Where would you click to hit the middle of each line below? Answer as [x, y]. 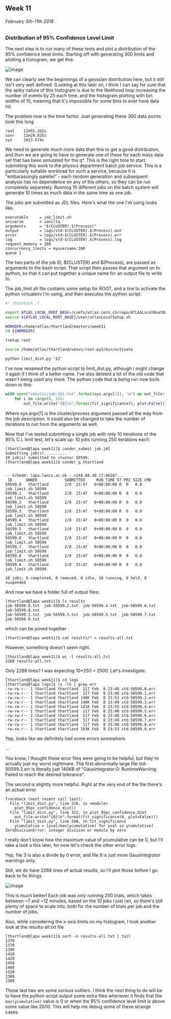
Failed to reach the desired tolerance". [45, 774]
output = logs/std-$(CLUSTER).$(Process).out [64, 231]
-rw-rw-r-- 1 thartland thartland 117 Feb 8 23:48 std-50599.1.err [81, 693]
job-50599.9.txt [22, 619]
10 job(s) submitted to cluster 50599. [48, 458]
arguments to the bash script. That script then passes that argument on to [83, 267]
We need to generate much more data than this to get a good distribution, [82, 149]
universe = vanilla [33, 222]
